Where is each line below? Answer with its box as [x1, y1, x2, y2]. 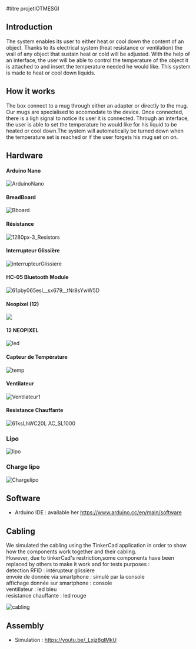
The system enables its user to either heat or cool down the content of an [6, 38, 184, 45]
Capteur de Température [6, 353, 68, 361]
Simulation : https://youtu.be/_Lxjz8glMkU [14, 637, 117, 644]
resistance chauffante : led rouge [6, 592, 87, 599]
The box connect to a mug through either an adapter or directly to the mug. [6, 102, 188, 109]
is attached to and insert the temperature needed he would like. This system [6, 63, 191, 70]
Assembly [6, 621, 44, 631]
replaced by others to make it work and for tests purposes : [6, 561, 150, 568]
